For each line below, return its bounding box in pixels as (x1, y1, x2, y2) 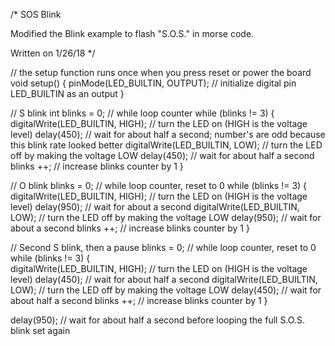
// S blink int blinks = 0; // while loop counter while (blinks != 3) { (10, 107, 275, 119)
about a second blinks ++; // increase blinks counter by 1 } (10, 222, 250, 234)
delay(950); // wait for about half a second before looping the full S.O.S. (10, 314, 305, 326)
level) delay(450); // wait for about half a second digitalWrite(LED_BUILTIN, (10, 274, 318, 285)
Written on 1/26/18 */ (10, 47, 96, 59)
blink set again (10, 325, 71, 336)
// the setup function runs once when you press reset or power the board (10, 67, 312, 78)
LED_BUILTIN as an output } (10, 88, 125, 99)
